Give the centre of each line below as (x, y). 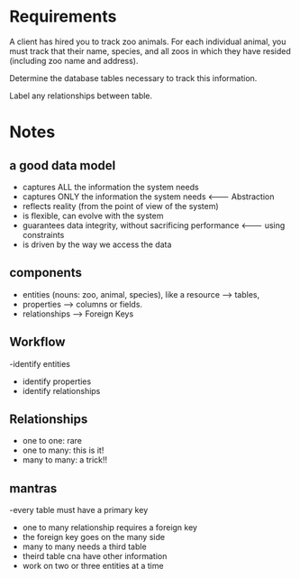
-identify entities (40, 363)
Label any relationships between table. (81, 96)
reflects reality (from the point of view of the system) (120, 206)
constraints (43, 234)
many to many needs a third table (84, 546)
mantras (33, 488)
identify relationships (61, 390)
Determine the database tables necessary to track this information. (133, 78)
